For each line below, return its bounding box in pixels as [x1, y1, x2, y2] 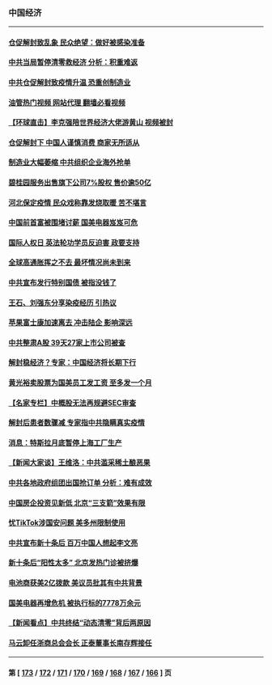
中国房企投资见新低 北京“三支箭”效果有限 [8, 497, 146, 507]
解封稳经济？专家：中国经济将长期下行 [8, 357, 136, 367]
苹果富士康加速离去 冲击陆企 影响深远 [8, 318, 133, 328]
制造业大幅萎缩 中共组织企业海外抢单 [8, 158, 131, 167]
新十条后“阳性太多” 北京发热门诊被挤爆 [8, 558, 139, 568]
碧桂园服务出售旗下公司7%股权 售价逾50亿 [8, 178, 151, 188]
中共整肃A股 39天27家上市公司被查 [8, 337, 125, 347]
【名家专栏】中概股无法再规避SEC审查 [8, 398, 137, 408]
